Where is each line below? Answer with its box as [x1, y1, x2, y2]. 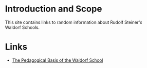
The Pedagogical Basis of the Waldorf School [12, 57, 103, 63]
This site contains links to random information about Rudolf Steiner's [5, 19, 143, 25]
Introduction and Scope [5, 3, 102, 14]
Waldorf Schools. [5, 24, 40, 30]
